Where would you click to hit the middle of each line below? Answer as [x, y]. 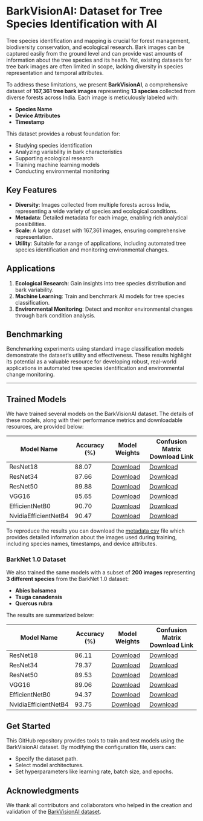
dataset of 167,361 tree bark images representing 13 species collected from [101, 91]
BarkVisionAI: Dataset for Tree [85, 11]
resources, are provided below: [45, 427]
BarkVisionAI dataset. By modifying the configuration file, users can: [91, 747]
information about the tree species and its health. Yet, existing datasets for [99, 60]
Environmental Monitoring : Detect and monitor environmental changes [104, 309]
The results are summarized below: [50, 615]
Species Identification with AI [82, 24]
